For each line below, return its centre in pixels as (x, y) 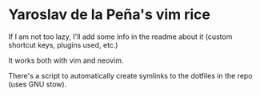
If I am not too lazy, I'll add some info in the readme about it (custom (120, 36)
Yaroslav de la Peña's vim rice (109, 15)
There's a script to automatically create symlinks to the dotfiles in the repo (131, 75)
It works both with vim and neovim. (66, 60)
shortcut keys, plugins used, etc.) (63, 44)
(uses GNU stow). (38, 84)
